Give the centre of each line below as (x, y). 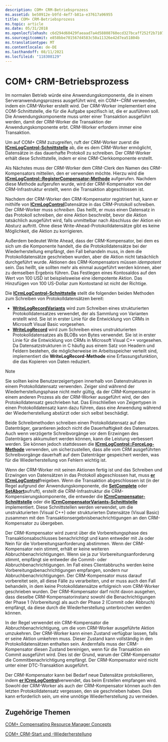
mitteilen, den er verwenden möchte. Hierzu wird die (90, 173)
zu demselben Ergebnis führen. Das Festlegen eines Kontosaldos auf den (81, 273)
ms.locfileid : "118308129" (33, 56)
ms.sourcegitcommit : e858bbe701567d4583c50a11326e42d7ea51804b (72, 38)
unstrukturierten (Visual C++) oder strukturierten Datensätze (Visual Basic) (82, 513)
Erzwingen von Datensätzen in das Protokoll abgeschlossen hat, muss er (80, 475)
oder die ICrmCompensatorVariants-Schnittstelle (85, 502)
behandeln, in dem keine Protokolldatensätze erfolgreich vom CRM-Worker (82, 586)
